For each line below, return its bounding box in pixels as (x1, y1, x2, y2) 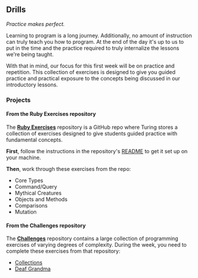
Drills (6, 5, 26, 15)
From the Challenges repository (6, 222, 86, 229)
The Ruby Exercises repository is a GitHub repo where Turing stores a (6, 124, 178, 131)
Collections (14, 259, 43, 266)
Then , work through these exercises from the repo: (6, 165, 132, 172)
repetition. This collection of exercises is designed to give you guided (6, 68, 176, 76)
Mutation (14, 208, 37, 215)
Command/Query (14, 183, 58, 190)
